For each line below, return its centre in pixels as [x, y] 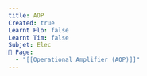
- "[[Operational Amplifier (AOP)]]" [78, 60]
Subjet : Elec [30, 45]
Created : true [32, 23]
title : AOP [26, 15]
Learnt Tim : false [39, 38]
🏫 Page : [21, 52]
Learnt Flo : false [39, 30]
